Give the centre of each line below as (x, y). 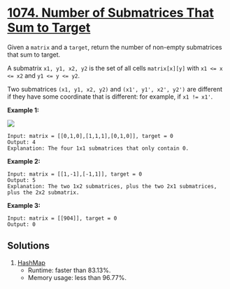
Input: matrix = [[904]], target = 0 (62, 218)
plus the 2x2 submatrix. (43, 192)
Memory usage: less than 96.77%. (77, 277)
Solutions (29, 246)
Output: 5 (22, 180)
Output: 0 (22, 224)
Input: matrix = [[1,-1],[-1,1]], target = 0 (74, 174)
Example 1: (23, 110)
